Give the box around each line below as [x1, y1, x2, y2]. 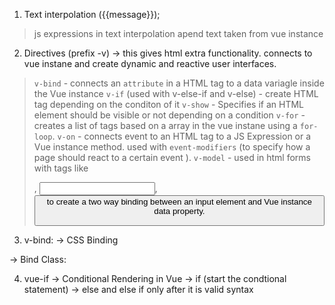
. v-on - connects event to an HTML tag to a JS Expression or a [52, 130, 312, 142]
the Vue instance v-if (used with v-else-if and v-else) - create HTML [33, 88, 319, 99]
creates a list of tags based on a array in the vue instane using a [33, 120, 298, 131]
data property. [153, 206, 206, 216]
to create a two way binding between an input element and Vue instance [46, 197, 312, 207]
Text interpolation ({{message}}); [23, 9, 161, 20]
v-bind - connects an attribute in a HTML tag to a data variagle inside [33, 77, 325, 89]
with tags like [33, 162, 89, 174]
